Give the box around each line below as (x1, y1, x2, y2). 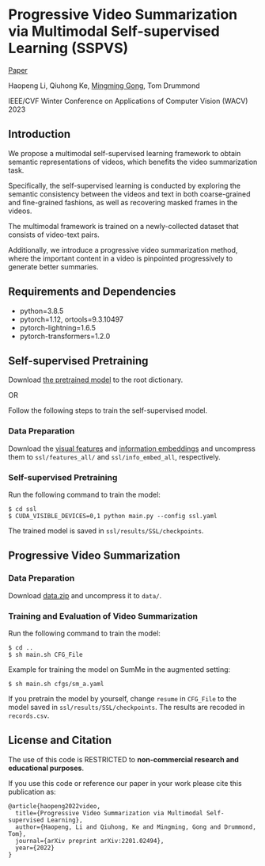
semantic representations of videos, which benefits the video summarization (8, 157, 258, 166)
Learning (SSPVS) (8, 40, 129, 57)
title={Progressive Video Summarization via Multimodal (15, 809, 203, 817)
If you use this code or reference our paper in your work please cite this (8, 778, 243, 788)
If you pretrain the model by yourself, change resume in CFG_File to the (8, 693, 237, 703)
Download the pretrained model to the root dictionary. (8, 375, 184, 385)
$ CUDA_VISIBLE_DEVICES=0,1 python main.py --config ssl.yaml (8, 512, 218, 520)
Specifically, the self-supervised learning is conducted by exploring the (8, 181, 241, 190)
